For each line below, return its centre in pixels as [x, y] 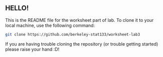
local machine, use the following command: [50, 25]
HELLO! [17, 8]
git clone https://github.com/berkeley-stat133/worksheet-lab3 [73, 34]
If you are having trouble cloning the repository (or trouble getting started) [82, 44]
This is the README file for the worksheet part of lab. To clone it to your [79, 20]
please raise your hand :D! [32, 49]
